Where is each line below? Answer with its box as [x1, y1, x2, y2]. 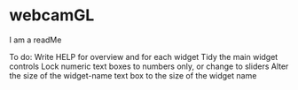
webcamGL [9, 5, 95, 26]
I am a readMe [9, 34, 62, 45]
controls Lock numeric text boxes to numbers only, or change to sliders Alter [9, 61, 289, 71]
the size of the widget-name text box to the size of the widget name [9, 70, 257, 80]
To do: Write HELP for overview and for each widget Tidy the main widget [9, 51, 278, 62]
